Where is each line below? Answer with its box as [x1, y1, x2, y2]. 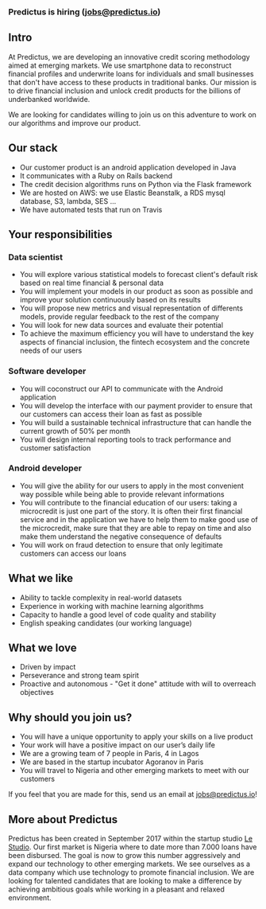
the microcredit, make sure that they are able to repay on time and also [19, 523, 252, 533]
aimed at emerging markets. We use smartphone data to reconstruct [8, 60, 232, 70]
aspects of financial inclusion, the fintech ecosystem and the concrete [19, 337, 250, 347]
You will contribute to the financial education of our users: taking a [19, 497, 237, 507]
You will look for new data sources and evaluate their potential [19, 321, 224, 330]
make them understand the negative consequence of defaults [19, 532, 222, 541]
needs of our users [19, 345, 83, 356]
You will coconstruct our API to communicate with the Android [19, 384, 224, 393]
